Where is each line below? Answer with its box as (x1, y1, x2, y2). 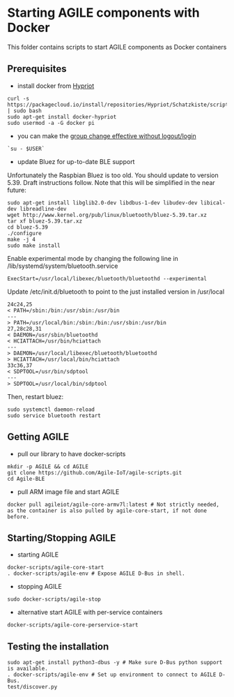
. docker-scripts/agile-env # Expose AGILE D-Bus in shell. (7, 570, 186, 577)
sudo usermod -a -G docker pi (7, 119, 95, 126)
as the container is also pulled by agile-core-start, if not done (7, 507, 208, 514)
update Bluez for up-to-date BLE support (17, 157, 135, 165)
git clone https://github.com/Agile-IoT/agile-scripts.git (7, 469, 182, 476)
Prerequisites (7, 63, 67, 75)
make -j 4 (7, 236, 36, 243)
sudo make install (7, 242, 61, 249)
